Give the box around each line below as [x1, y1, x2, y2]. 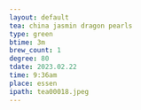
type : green [9, 29, 53, 38]
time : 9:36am [9, 71, 58, 80]
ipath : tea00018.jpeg [9, 87, 90, 96]
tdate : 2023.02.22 [9, 63, 77, 72]
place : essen [9, 79, 58, 88]
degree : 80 [9, 54, 50, 63]
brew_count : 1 [9, 46, 62, 55]
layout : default [9, 12, 69, 22]
